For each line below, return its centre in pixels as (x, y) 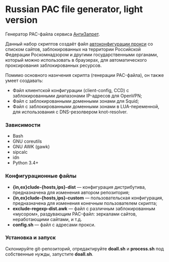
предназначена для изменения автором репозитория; (71, 192)
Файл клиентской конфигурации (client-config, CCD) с (71, 90)
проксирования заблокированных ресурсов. (53, 65)
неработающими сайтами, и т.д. (47, 219)
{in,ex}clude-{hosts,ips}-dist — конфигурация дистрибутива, (79, 187)
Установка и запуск (31, 238)
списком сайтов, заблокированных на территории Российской (73, 49)
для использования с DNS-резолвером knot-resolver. (70, 112)
